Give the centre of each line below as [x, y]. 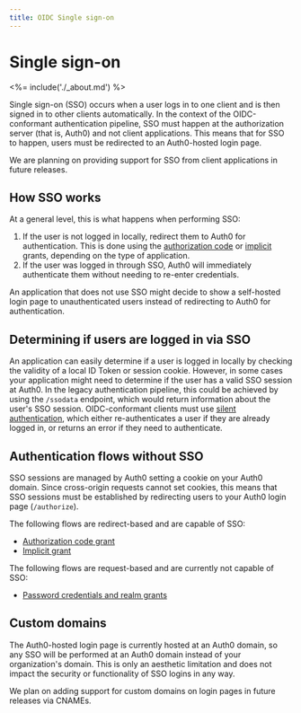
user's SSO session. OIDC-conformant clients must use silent [123, 409]
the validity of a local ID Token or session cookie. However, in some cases [146, 371]
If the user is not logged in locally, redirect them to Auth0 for [134, 237]
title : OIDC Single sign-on [62, 18]
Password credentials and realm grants [95, 595]
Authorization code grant [68, 541]
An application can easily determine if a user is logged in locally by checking [151, 361]
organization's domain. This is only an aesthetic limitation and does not [141, 664]
